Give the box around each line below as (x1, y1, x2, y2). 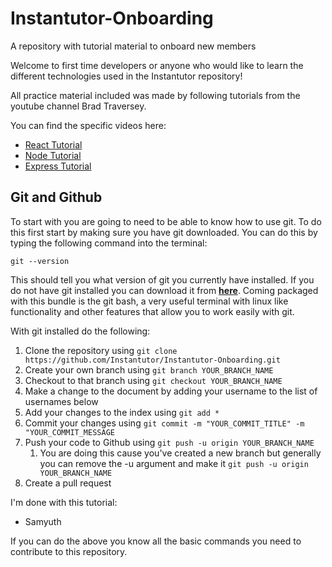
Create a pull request (24, 477, 112, 489)
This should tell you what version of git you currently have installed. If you (10, 273, 315, 286)
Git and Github (10, 189, 103, 206)
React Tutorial (24, 138, 83, 151)
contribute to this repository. (10, 545, 128, 557)
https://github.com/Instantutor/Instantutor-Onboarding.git (24, 355, 281, 365)
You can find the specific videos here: (10, 119, 167, 131)
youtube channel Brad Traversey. (10, 100, 147, 112)
